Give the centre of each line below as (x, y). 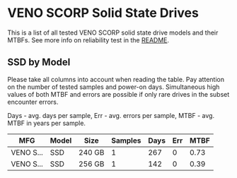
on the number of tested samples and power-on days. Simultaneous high (114, 87)
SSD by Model (39, 63)
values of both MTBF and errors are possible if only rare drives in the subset (118, 94)
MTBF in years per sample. (47, 123)
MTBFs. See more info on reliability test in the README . (88, 40)
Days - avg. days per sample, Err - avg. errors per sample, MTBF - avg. (111, 115)
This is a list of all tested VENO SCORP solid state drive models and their (113, 32)
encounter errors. (33, 102)
